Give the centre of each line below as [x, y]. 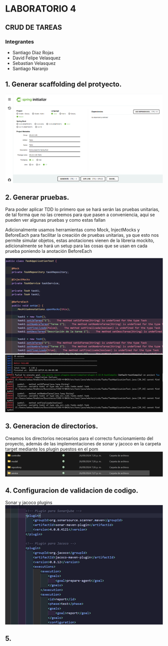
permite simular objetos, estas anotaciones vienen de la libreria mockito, [80, 241]
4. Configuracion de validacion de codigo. [72, 490]
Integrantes [19, 42]
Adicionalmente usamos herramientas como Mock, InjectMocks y [72, 230]
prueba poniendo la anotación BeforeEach [49, 251]
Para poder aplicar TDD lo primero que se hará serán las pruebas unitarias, [82, 210]
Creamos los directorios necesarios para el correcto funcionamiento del [79, 438]
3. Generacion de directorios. [52, 426]
